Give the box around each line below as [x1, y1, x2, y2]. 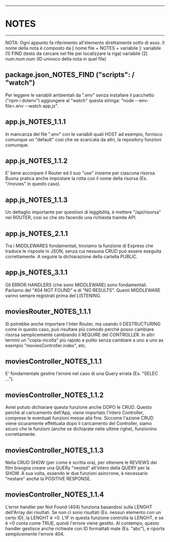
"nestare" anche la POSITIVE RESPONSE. [5, 476, 92, 482]
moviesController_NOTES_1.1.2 [5, 390, 104, 399]
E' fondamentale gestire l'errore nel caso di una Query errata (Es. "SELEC [5, 371, 158, 377]
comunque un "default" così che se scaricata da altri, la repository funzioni [5, 136, 162, 142]
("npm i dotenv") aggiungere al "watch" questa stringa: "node [5, 97, 134, 103]
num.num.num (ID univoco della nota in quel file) [5, 55, 107, 62]
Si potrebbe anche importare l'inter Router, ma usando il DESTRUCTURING [5, 321, 161, 327]
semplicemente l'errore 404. [5, 531, 65, 537]
